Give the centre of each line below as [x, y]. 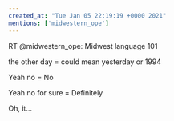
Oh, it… [20, 108]
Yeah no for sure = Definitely [56, 92]
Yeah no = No [31, 77]
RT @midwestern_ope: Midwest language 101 [83, 46]
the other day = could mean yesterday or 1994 [85, 62]
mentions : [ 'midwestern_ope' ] [59, 23]
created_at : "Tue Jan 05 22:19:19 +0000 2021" [87, 16]
